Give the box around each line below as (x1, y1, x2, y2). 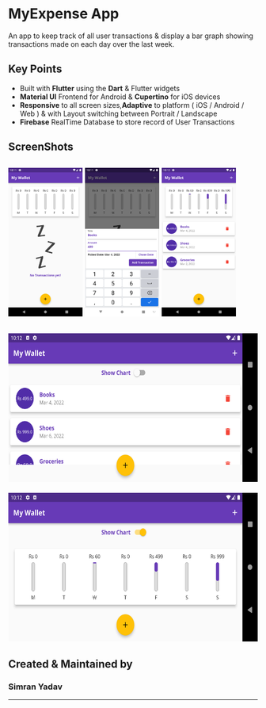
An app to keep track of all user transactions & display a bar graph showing (8, 31, 253, 40)
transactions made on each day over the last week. (8, 39, 175, 48)
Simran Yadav (8, 681, 63, 692)
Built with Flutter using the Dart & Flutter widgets (19, 83, 180, 93)
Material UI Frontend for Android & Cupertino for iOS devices (19, 92, 221, 101)
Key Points (8, 63, 63, 76)
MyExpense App (8, 5, 120, 23)
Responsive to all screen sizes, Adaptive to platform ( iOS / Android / (19, 100, 245, 109)
